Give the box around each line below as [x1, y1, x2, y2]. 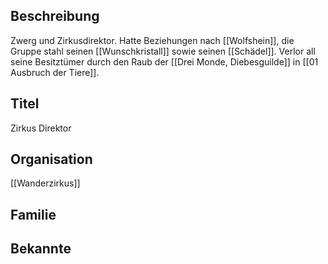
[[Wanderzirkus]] [10, 177, 81, 189]
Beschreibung [10, 8, 100, 25]
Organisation [10, 151, 93, 168]
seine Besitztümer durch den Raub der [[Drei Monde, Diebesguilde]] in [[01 [10, 55, 319, 68]
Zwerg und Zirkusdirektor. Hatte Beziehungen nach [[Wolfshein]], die [10, 34, 295, 46]
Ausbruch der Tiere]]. [10, 66, 100, 78]
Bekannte [10, 240, 72, 258]
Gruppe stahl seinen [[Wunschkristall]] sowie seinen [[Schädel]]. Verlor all [10, 45, 316, 57]
